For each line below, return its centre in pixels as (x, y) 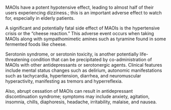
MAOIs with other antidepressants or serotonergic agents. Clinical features (84, 65)
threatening (17, 60)
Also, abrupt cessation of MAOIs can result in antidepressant (69, 91)
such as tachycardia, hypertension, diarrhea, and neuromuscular (73, 76)
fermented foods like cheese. (36, 44)
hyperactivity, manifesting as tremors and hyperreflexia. (64, 81)
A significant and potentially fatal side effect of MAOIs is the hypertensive (82, 28)
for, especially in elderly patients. (40, 18)
